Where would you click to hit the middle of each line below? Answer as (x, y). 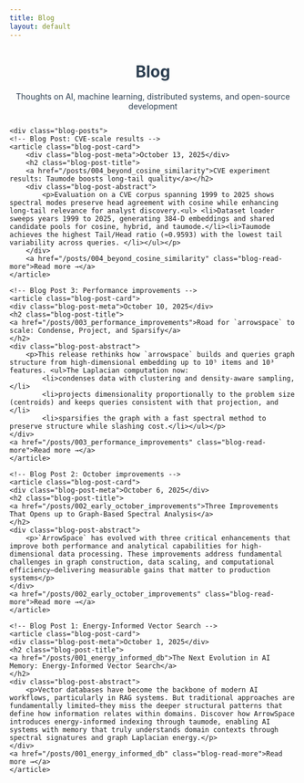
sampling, (277, 379)
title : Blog (32, 18)
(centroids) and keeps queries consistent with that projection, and (144, 402)
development (153, 107)
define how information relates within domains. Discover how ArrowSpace (152, 714)
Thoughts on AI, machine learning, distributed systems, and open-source (153, 97)
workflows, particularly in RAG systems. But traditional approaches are (152, 698)
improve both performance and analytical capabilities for (124, 547)
